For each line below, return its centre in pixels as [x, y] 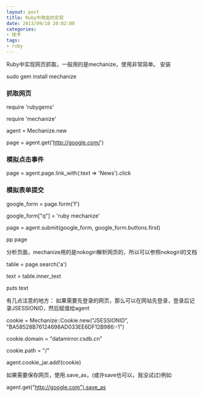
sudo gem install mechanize [41, 76]
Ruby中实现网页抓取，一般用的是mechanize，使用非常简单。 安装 [89, 64]
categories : [21, 29]
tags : [13, 40]
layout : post [23, 12]
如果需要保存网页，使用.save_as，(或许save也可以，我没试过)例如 [89, 375]
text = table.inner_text [34, 276]
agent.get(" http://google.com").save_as [56, 387]
